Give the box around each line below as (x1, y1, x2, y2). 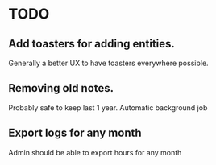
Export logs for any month (8, 126, 143, 140)
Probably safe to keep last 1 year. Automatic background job (8, 102, 208, 113)
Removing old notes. (8, 81, 114, 95)
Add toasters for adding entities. (8, 37, 176, 51)
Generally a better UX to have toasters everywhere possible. (8, 58, 209, 68)
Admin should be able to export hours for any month (8, 147, 182, 157)
